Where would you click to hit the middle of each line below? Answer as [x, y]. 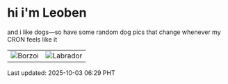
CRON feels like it [32, 39]
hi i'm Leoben [47, 13]
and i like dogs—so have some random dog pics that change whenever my [114, 32]
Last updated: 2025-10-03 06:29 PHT [62, 73]
